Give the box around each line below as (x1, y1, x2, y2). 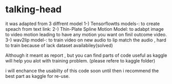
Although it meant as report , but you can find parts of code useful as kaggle (5, 52, 167, 58)
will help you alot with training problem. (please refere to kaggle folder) (5, 57, 156, 64)
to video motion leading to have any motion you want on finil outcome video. (5, 31, 167, 37)
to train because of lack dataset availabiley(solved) (5, 42, 113, 48)
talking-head (5, 4, 62, 15)
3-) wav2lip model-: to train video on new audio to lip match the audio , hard (5, 37, 167, 43)
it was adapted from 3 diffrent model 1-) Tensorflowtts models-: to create (5, 20, 160, 27)
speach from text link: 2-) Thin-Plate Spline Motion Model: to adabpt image (5, 26, 164, 32)
